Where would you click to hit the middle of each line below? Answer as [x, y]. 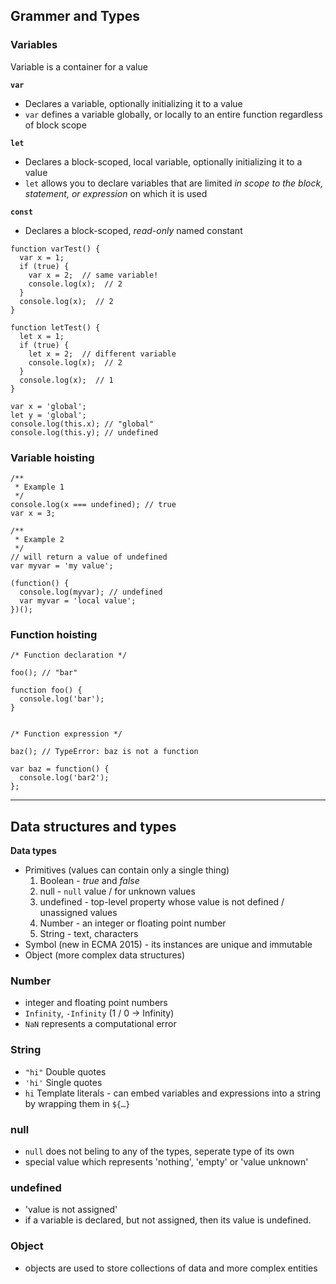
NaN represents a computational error [100, 1024]
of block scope [55, 125]
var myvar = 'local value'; [78, 600]
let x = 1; [42, 336]
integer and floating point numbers [96, 1003]
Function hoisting [54, 634]
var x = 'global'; [48, 406]
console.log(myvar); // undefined [91, 592]
